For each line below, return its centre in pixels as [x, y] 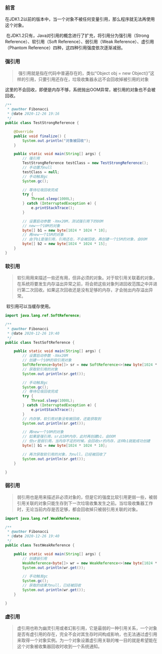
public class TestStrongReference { [42, 123]
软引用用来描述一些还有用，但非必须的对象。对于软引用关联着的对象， [87, 278]
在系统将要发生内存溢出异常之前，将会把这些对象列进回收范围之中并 [85, 284]
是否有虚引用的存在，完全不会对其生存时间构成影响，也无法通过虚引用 [87, 634]
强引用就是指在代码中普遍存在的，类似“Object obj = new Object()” [84, 73]
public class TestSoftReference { [40, 342]
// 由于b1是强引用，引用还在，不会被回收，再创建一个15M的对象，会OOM [85, 239]
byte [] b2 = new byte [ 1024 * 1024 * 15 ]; [65, 244]
